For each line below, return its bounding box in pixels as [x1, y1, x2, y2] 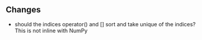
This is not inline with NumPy [14, 27, 88, 34]
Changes [5, 5, 41, 15]
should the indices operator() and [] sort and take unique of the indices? [14, 20, 196, 27]
